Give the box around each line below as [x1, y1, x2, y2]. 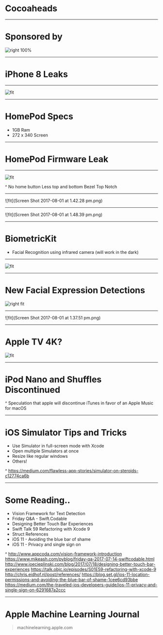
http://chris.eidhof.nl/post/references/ [5, 571, 81, 578]
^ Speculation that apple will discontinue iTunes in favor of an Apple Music [5, 400, 154, 406]
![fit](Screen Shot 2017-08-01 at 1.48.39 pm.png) [5, 212, 103, 217]
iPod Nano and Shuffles [5, 374, 102, 385]
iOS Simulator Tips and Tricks [5, 427, 127, 438]
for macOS [5, 405, 27, 411]
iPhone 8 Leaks [5, 69, 68, 80]
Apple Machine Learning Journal [5, 609, 140, 619]
